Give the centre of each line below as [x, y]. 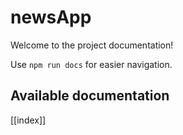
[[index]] [28, 120]
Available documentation [90, 96]
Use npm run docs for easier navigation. [91, 64]
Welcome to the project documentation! [92, 45]
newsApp [51, 17]
